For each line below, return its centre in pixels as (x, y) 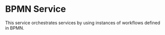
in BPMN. (15, 28)
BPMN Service (36, 9)
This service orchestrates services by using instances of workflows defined (83, 23)
